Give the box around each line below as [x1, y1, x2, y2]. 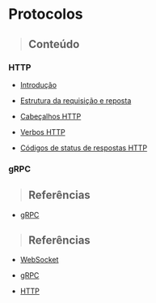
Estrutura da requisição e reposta [19, 95, 132, 106]
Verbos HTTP [19, 127, 66, 136]
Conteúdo [27, 37, 80, 51]
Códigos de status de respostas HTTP [19, 143, 148, 153]
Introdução [19, 80, 57, 89]
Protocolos [8, 5, 83, 24]
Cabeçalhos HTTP [19, 111, 82, 121]
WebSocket [19, 255, 59, 265]
